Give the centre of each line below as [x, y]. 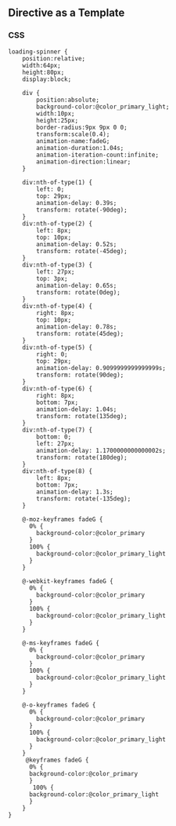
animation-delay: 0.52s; [77, 244]
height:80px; [43, 72]
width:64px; [41, 65]
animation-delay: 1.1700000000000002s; [101, 450]
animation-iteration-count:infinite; [97, 155]
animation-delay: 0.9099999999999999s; [101, 368]
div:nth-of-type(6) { [57, 388]
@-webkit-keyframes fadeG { [68, 581]
